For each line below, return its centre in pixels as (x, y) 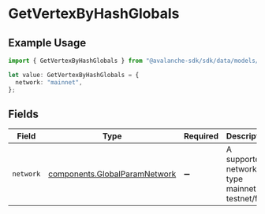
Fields (24, 114)
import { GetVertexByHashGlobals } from (76, 61)
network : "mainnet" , (49, 82)
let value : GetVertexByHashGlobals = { (74, 75)
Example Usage (47, 43)
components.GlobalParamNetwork (112, 174)
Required (202, 136)
